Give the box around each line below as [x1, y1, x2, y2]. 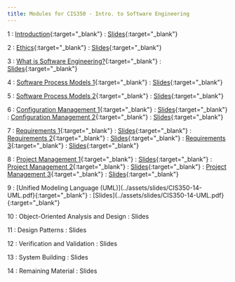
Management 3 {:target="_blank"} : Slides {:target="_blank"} [7, 169, 179, 178]
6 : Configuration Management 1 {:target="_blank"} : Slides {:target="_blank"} [7, 105, 228, 113]
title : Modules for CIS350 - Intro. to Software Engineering [7, 10, 190, 18]
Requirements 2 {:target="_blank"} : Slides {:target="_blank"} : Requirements [7, 134, 226, 142]
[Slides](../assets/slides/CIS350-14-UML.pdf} [93, 191, 224, 199]
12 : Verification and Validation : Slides [7, 239, 118, 248]
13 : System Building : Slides [7, 252, 89, 261]
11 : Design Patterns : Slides [7, 226, 87, 234]
